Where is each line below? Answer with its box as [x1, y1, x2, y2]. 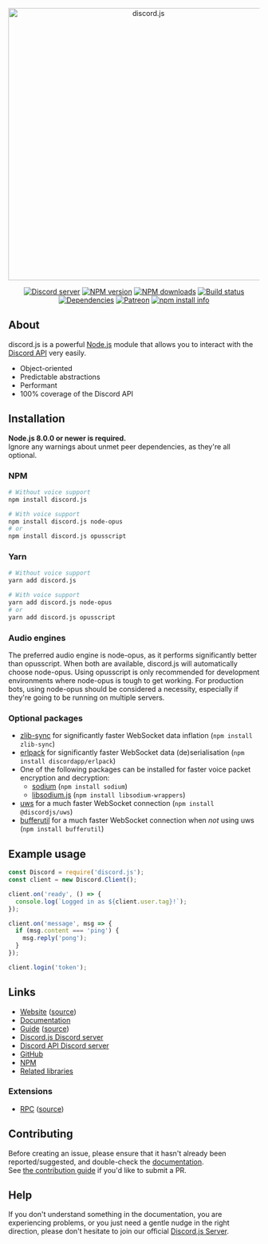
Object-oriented [19, 363, 73, 373]
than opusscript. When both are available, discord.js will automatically [8, 659, 238, 669]
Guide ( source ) [19, 1024, 69, 1033]
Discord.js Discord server [19, 1032, 104, 1041]
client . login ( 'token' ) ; [8, 963, 88, 971]
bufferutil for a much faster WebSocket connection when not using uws [19, 816, 255, 825]
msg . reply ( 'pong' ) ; [22, 934, 88, 942]
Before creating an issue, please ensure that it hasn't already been [8, 1148, 227, 1158]
